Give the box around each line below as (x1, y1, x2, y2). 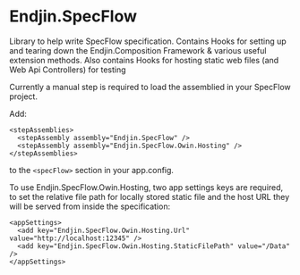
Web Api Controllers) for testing (9, 64, 127, 75)
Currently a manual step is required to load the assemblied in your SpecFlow (9, 81, 291, 92)
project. (9, 91, 39, 102)
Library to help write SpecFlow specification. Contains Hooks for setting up (9, 36, 287, 46)
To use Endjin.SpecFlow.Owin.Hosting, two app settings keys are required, (9, 181, 284, 193)
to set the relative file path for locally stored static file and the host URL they (9, 191, 290, 202)
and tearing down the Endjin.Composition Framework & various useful (9, 45, 267, 55)
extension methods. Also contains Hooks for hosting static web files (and (9, 54, 279, 65)
